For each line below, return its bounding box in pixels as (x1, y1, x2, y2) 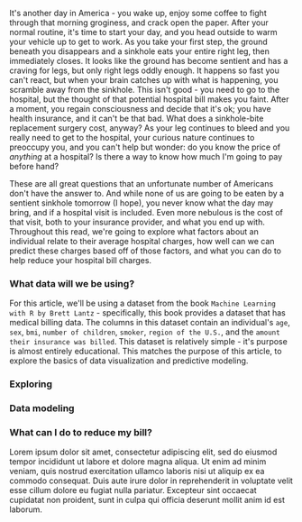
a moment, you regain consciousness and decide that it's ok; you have (9, 104, 272, 114)
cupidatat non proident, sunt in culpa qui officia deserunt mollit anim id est (9, 495, 286, 506)
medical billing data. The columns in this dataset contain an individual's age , (9, 317, 290, 328)
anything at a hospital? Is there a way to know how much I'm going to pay (9, 151, 283, 161)
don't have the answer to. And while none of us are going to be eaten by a (9, 188, 285, 198)
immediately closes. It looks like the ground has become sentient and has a (9, 56, 288, 66)
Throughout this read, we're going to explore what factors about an (9, 226, 259, 237)
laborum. (9, 504, 43, 515)
